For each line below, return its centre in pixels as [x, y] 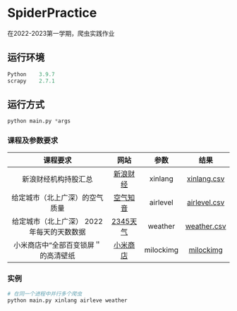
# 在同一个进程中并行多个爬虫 [45, 293]
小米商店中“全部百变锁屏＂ [57, 246]
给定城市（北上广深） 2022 [57, 222]
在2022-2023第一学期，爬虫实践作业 [61, 33]
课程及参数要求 [33, 141]
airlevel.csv [206, 203]
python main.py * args [39, 121]
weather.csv [206, 227]
